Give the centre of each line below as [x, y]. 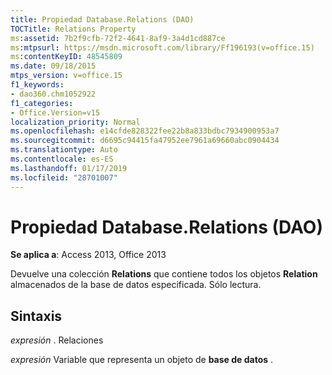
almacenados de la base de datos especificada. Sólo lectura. [136, 285]
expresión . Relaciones [57, 340]
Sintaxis [36, 316]
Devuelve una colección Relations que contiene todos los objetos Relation [164, 274]
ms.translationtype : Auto [64, 150]
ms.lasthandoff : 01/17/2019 [69, 168]
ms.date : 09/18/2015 [53, 66]
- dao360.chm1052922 [53, 94]
